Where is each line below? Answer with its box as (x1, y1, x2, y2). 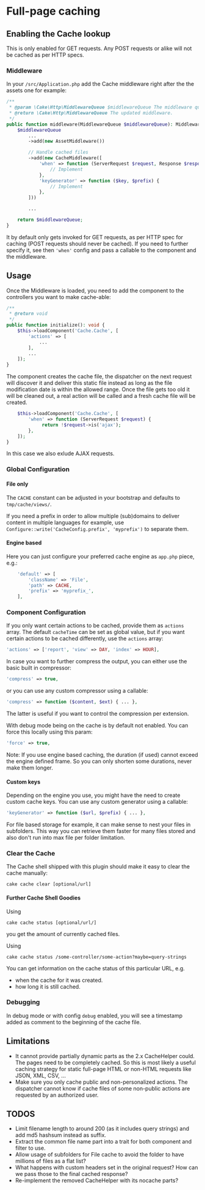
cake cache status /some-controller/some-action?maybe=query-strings (6, 954, 187, 960)
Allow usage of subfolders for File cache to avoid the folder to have (15, 1151, 184, 1158)
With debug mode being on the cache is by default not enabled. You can (6, 722, 189, 729)
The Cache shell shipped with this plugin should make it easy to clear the (6, 863, 190, 870)
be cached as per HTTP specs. (6, 51, 84, 59)
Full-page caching (6, 4, 101, 18)
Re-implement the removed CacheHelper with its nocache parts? (15, 1177, 179, 1185)
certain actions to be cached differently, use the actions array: (6, 635, 164, 642)
